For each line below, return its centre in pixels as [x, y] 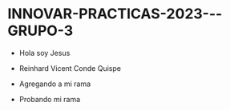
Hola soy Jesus [44, 53]
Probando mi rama [50, 99]
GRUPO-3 [40, 31]
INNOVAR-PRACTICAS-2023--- [115, 14]
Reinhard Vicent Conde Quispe [70, 68]
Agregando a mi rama [55, 84]
